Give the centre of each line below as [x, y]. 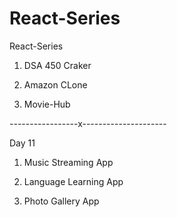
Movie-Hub [47, 104]
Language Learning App [73, 181]
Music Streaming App [68, 162]
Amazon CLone [55, 84]
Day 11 [22, 143]
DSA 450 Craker [57, 65]
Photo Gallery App [61, 201]
